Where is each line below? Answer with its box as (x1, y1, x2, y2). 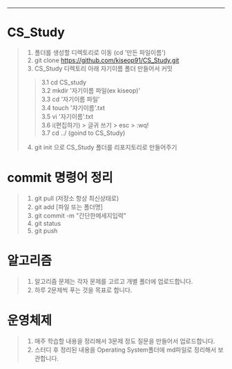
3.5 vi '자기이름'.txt (41, 112, 94, 120)
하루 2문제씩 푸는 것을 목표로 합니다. (34, 285, 133, 294)
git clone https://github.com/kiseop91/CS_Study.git (34, 56, 180, 64)
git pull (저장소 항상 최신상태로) (34, 194, 119, 202)
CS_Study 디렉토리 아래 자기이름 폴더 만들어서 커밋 (34, 64, 173, 73)
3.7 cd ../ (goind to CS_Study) (41, 129, 126, 137)
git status (34, 219, 61, 227)
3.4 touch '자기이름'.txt (41, 103, 106, 111)
